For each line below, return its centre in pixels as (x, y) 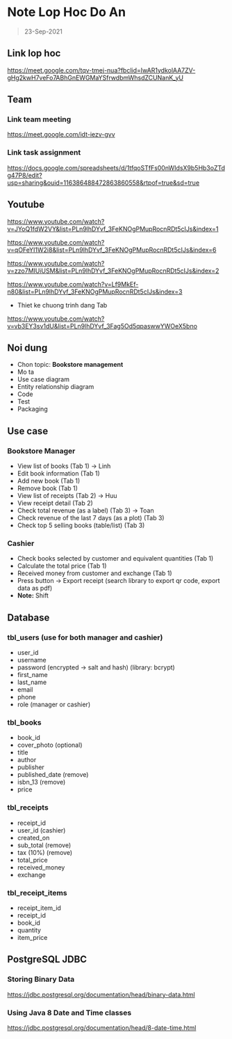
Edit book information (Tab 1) (58, 473)
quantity (29, 930)
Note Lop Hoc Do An (67, 12)
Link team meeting (39, 119)
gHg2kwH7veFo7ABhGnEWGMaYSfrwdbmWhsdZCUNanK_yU (96, 77)
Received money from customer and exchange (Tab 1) (94, 573)
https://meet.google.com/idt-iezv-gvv (61, 135)
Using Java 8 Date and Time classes (69, 1013)
